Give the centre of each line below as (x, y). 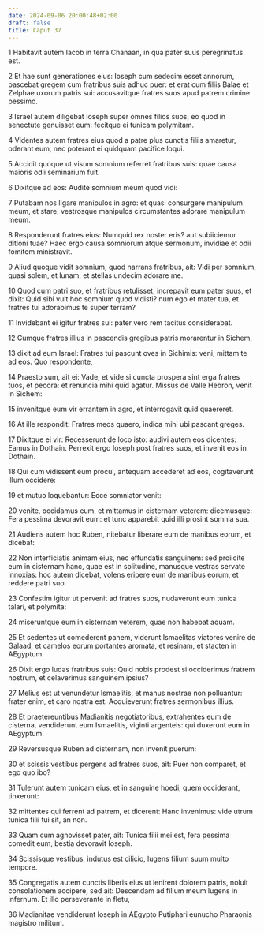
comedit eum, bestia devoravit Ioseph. (70, 843)
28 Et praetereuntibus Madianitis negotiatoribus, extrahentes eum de (120, 717)
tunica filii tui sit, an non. (48, 820)
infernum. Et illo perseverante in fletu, (69, 899)
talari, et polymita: (37, 607)
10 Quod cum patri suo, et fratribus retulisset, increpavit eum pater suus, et (130, 291)
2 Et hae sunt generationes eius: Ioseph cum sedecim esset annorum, (121, 77)
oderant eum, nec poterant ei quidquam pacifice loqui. (97, 149)
